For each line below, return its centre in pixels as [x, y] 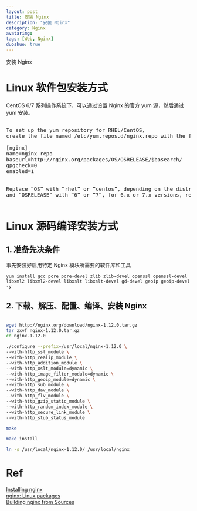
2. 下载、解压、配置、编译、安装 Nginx [77, 306]
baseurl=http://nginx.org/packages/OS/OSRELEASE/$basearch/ [94, 159]
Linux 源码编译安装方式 [62, 226]
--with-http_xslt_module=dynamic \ [50, 369]
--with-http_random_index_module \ [50, 407]
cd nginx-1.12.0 [26, 336]
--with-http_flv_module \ [38, 396]
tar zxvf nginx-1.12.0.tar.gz [43, 330]
